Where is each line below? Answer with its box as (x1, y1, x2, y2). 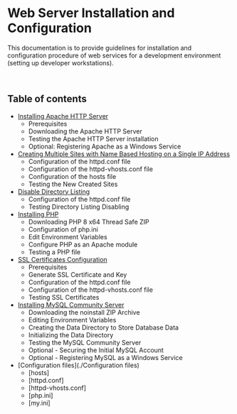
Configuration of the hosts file (28, 172, 117, 180)
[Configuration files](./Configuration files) (17, 361, 140, 369)
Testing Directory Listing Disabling (28, 202, 130, 211)
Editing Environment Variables (28, 315, 117, 324)
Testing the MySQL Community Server (28, 338, 142, 347)
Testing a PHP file (28, 247, 81, 256)
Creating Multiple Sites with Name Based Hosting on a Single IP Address (17, 149, 230, 158)
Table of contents (7, 93, 87, 105)
